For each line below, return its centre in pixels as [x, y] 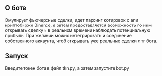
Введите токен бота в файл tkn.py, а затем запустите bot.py [67, 68]
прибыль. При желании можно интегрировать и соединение [69, 35]
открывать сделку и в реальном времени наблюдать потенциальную [78, 30]
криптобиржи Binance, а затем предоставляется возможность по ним [78, 25]
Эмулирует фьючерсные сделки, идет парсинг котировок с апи [72, 20]
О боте [16, 8]
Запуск [17, 56]
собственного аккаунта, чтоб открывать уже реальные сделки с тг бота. [81, 41]
